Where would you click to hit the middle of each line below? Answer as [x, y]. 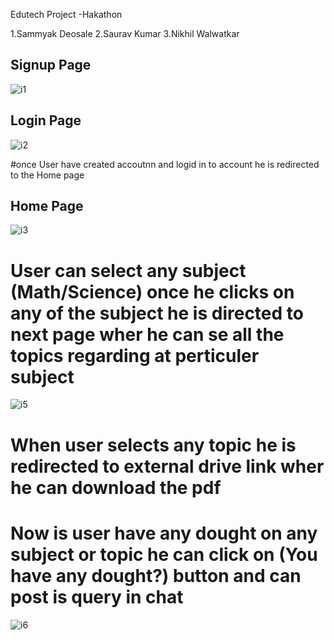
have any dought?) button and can [156, 575]
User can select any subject [128, 270]
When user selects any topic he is [153, 445]
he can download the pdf [116, 487]
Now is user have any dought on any [164, 533]
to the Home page [47, 175]
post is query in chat [97, 596]
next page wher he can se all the [147, 334]
